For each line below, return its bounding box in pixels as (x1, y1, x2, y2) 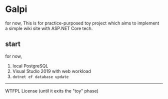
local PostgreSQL (12, 62, 48, 68)
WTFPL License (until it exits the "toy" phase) (5, 87, 99, 93)
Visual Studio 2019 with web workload (12, 68, 91, 74)
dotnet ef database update (12, 74, 69, 79)
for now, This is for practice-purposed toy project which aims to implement (5, 20, 159, 26)
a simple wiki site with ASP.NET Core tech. (5, 25, 93, 31)
